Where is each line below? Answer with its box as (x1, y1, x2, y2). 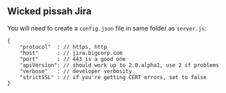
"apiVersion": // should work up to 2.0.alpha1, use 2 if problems (19, 62, 219, 69)
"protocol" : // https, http (19, 43, 108, 51)
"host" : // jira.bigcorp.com (19, 49, 123, 56)
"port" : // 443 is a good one (19, 56, 127, 62)
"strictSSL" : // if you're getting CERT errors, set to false (19, 74, 207, 81)
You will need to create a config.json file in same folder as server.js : (7, 24, 207, 32)
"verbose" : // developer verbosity (19, 67, 132, 75)
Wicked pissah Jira (7, 6, 92, 17)
